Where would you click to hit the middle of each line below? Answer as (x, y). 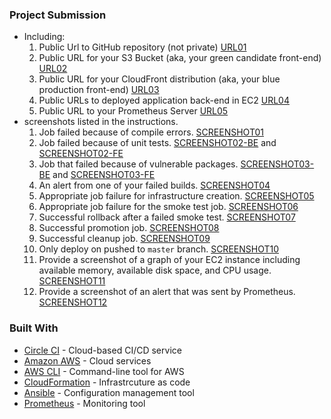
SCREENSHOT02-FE (81, 154)
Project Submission (58, 15)
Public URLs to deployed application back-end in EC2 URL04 (164, 100)
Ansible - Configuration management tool (109, 392)
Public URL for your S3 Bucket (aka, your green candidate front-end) (180, 58)
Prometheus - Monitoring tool (84, 403)
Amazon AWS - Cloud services (87, 360)
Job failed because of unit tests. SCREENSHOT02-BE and (157, 143)
